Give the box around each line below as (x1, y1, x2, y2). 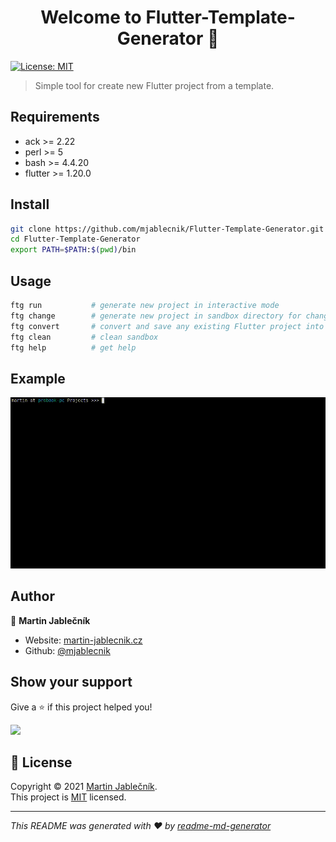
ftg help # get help (10, 342, 137, 353)
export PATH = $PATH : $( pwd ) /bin (10, 245, 137, 255)
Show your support (10, 674, 133, 691)
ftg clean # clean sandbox (10, 332, 159, 342)
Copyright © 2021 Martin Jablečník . (10, 781, 158, 793)
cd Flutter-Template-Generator (10, 234, 141, 245)
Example (10, 370, 66, 387)
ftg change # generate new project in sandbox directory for (10, 311, 302, 321)
